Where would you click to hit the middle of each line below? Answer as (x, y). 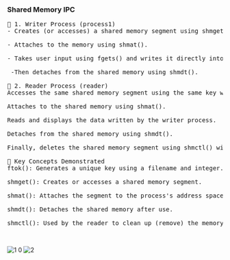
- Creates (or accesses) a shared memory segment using (103, 31)
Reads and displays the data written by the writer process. (112, 120)
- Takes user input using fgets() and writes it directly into (115, 59)
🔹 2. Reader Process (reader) (58, 86)
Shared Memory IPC (41, 10)
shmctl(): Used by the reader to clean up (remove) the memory (115, 223)
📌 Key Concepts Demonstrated (56, 162)
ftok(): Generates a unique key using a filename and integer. (115, 168)
